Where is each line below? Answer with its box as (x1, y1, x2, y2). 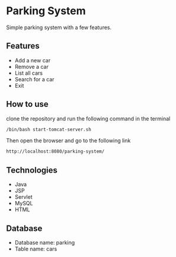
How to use (6, 99, 49, 109)
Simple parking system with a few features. (6, 24, 112, 31)
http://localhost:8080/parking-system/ (6, 148, 105, 155)
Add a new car (14, 56, 51, 64)
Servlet (14, 193, 33, 201)
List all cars (14, 69, 43, 77)
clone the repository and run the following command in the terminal (6, 115, 171, 122)
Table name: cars (14, 245, 57, 252)
